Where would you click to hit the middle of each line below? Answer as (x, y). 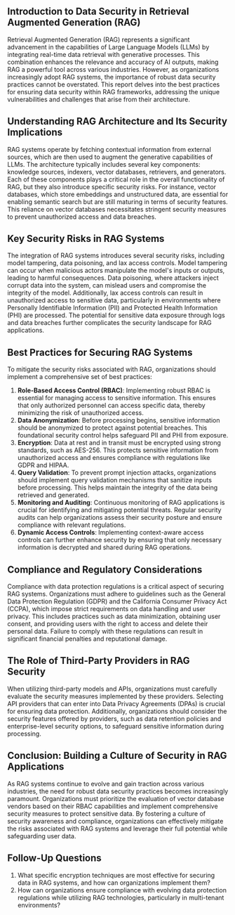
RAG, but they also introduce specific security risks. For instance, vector (112, 186)
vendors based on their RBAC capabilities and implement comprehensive (113, 806)
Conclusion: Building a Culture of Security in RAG (117, 756)
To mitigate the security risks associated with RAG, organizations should (112, 369)
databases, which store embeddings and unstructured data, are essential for (118, 194)
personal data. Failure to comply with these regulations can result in (105, 632)
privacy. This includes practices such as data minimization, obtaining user (114, 616)
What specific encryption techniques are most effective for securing (116, 875)
